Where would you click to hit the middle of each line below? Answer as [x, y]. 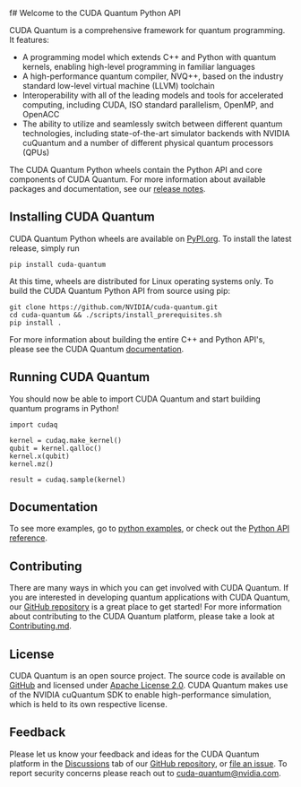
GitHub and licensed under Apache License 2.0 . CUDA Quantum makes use [149, 686]
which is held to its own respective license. [88, 705]
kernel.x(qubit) [39, 456]
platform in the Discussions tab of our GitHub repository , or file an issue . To [149, 763]
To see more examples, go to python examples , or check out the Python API [150, 529]
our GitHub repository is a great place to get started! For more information [146, 607]
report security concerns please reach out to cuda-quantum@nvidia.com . [146, 773]
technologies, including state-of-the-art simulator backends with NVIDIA [156, 133]
